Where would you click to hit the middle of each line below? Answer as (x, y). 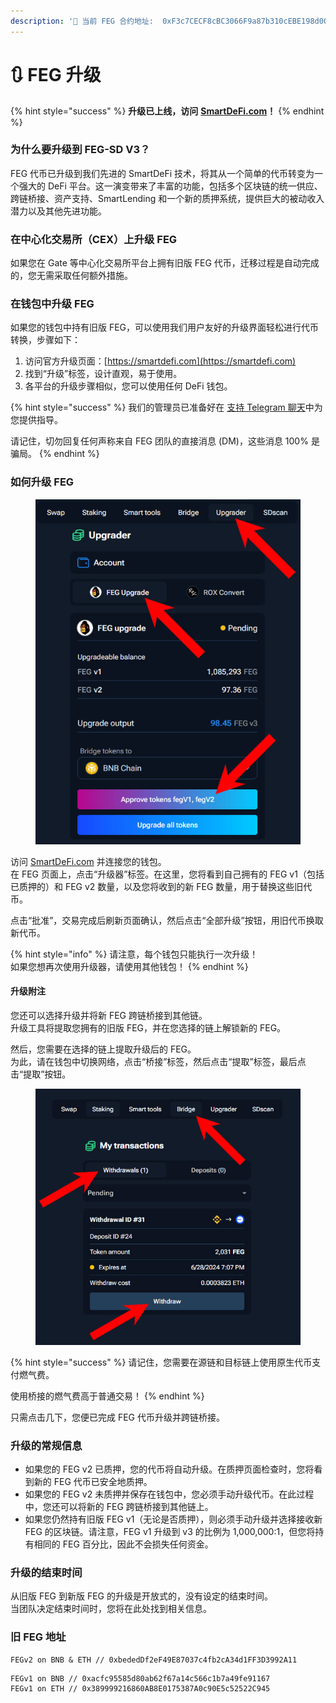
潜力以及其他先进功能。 (58, 211)
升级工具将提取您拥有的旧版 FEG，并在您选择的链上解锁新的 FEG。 (148, 1027)
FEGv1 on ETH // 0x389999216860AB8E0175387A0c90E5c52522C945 (140, 1688)
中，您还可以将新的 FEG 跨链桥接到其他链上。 (119, 1507)
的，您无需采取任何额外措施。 (71, 276)
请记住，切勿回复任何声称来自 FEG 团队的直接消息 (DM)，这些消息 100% (159, 441)
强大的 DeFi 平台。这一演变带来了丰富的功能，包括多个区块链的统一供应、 (170, 186)
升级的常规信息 (46, 1445)
